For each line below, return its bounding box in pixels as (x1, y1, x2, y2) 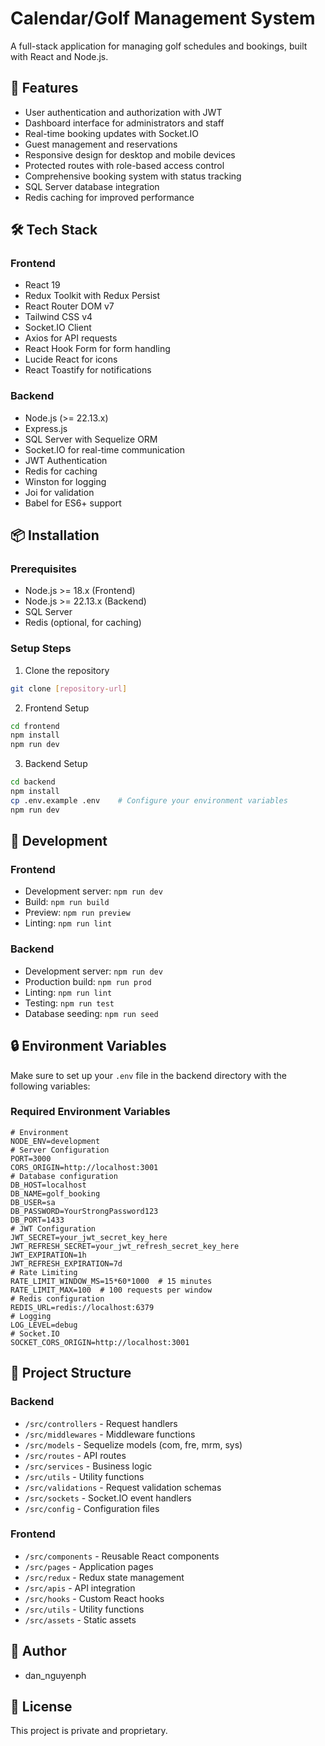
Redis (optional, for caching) (24, 617, 142, 629)
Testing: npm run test (24, 997, 115, 1009)
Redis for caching (24, 465, 98, 477)
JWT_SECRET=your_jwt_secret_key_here (10, 1232, 168, 1242)
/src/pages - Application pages (24, 1560, 154, 1572)
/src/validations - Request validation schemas (24, 1481, 222, 1493)
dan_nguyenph (24, 1669, 87, 1681)
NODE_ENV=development (10, 1136, 101, 1146)
